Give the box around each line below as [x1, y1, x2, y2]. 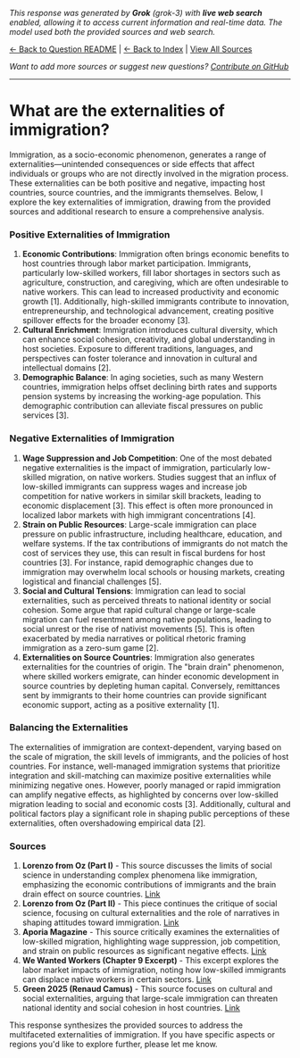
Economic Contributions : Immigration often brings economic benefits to [21, 249, 290, 260]
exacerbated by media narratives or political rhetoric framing [21, 633, 246, 644]
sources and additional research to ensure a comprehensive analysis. [9, 205, 265, 217]
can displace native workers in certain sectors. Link [21, 974, 212, 985]
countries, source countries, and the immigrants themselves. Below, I [9, 187, 263, 197]
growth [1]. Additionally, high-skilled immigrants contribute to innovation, [21, 296, 290, 307]
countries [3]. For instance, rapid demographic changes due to [21, 557, 254, 568]
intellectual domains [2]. [21, 362, 112, 373]
